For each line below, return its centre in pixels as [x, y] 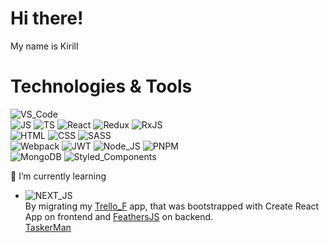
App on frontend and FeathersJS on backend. [119, 216]
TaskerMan [48, 227]
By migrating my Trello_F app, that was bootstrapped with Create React [172, 206]
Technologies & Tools [101, 86]
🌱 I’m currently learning [58, 176]
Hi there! [47, 18]
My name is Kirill [44, 46]
